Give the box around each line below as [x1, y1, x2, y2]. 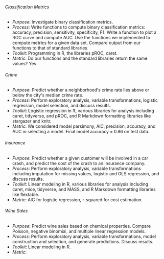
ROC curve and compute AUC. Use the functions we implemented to [12, 35, 151, 41]
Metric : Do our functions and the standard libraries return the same [12, 55, 148, 61]
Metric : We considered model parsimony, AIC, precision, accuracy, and [12, 123, 156, 129]
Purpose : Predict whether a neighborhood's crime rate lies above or [12, 87, 149, 93]
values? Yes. [12, 61, 38, 67]
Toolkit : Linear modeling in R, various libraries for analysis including [12, 181, 148, 187]
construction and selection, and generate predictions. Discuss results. [12, 238, 154, 244]
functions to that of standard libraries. [12, 45, 89, 51]
